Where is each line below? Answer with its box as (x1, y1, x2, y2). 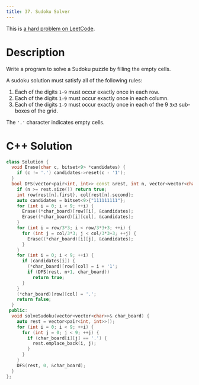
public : (8, 307, 28, 314)
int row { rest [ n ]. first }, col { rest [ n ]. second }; (17, 192, 134, 198)
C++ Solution (6, 139, 73, 153)
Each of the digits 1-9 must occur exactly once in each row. (14, 88, 160, 95)
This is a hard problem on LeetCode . (6, 25, 95, 32)
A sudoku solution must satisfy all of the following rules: (6, 76, 143, 84)
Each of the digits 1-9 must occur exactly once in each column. (14, 94, 169, 101)
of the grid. (31, 107, 58, 114)
